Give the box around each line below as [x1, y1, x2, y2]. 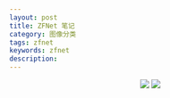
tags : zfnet [9, 37, 54, 47]
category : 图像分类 [9, 29, 77, 38]
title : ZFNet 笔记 [9, 21, 75, 30]
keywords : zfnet [9, 46, 70, 55]
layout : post [9, 12, 58, 22]
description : [9, 54, 58, 63]
